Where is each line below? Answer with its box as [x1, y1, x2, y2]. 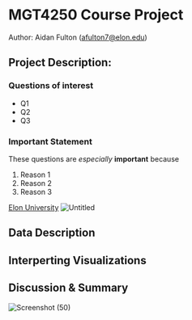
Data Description [8, 226, 96, 240]
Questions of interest [8, 80, 94, 91]
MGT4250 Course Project [8, 6, 184, 24]
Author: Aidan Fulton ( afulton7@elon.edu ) [8, 32, 147, 42]
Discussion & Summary [8, 281, 129, 295]
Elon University [8, 202, 59, 212]
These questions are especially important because [8, 154, 180, 163]
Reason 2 [19, 178, 53, 187]
